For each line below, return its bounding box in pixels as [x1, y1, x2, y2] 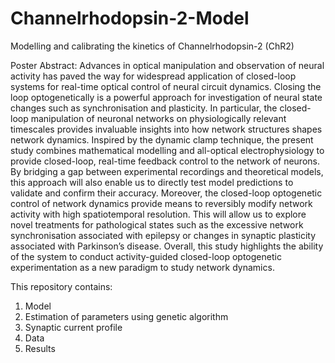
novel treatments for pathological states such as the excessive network [10, 218, 304, 231]
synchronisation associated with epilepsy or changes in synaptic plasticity [10, 229, 317, 241]
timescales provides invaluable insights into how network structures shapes [10, 123, 323, 135]
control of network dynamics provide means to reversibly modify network [10, 197, 313, 209]
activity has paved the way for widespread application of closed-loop [10, 70, 297, 82]
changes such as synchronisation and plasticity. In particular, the [10, 102, 278, 114]
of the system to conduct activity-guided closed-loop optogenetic [10, 250, 282, 262]
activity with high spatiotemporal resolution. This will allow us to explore [10, 208, 307, 220]
